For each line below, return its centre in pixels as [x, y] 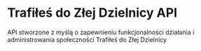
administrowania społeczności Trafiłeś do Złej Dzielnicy [87, 39]
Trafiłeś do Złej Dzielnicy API [92, 13]
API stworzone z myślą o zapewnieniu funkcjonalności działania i [101, 32]
